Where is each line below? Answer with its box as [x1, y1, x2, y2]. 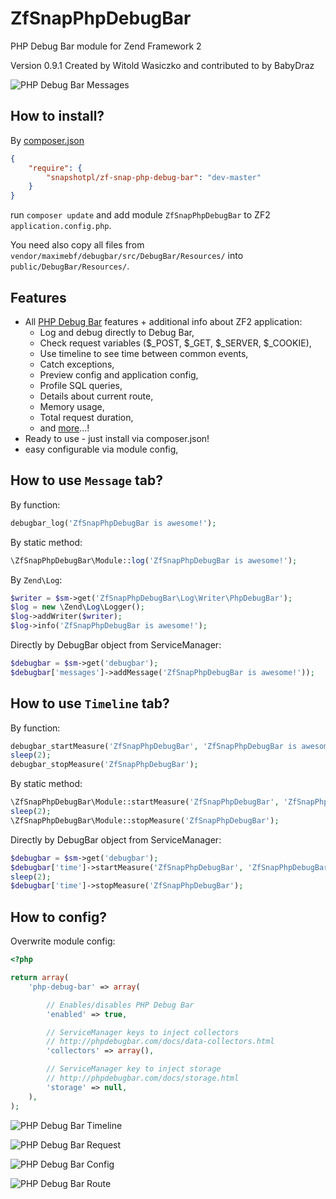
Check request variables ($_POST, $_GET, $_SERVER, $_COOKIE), [39, 337, 312, 349]
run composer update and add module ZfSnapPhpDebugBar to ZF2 [10, 209, 271, 221]
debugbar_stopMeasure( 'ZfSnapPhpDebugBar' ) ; [10, 760, 199, 770]
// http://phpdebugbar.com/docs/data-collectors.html [46, 1037, 275, 1047]
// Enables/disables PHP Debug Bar [46, 1000, 195, 1010]
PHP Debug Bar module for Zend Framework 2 [10, 40, 202, 52]
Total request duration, [39, 411, 134, 423]
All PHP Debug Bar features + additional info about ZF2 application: [24, 315, 303, 327]
